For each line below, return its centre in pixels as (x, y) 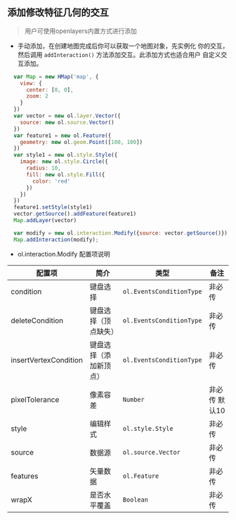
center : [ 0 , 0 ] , (50, 90)
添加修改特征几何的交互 (58, 13)
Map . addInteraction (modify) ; (56, 240)
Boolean (136, 500)
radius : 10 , (43, 168)
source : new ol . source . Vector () (67, 122)
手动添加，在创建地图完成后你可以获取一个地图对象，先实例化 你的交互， (123, 46)
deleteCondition (37, 320)
